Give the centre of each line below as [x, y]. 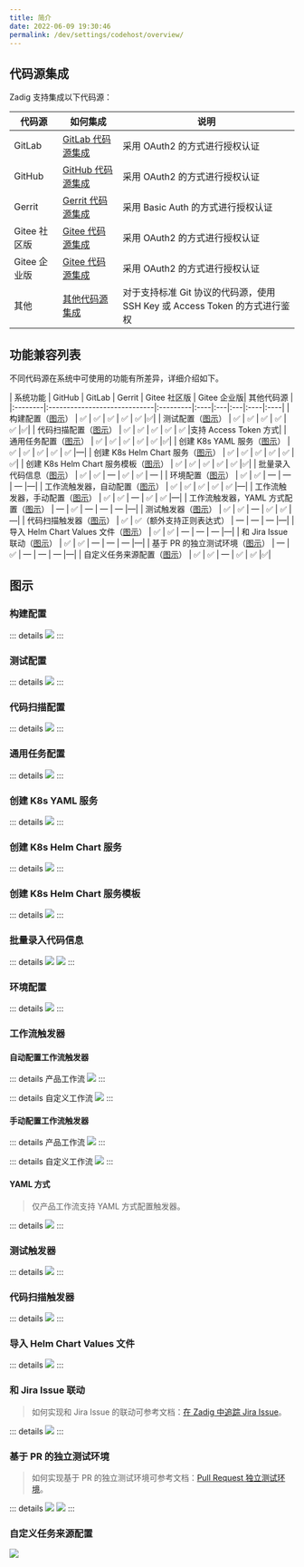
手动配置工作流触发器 [49, 1120]
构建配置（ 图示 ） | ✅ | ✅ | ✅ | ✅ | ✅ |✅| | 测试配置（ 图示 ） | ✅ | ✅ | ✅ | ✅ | [148, 419]
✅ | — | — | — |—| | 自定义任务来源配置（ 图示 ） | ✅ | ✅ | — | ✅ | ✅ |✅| [140, 555]
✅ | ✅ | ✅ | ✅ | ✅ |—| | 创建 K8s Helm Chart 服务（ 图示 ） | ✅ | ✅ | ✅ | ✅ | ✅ [149, 453]
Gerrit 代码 [85, 200]
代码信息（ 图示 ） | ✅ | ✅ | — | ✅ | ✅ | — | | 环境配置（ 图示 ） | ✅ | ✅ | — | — [150, 475]
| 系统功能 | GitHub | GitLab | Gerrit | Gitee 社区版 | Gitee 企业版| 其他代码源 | [152, 397]
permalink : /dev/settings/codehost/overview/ [96, 34]
